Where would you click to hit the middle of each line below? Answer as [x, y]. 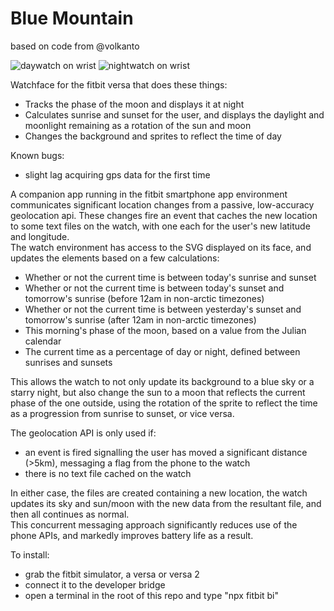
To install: [30, 554]
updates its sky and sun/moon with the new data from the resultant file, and [166, 503]
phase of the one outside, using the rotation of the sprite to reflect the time [164, 403]
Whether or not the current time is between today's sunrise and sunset [170, 277]
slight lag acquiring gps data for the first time [117, 174]
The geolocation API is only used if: [83, 433]
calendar [43, 341]
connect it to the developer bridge [95, 584]
